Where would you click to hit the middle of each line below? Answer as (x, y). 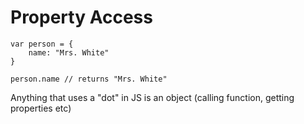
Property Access (81, 17)
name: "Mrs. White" (69, 52)
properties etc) (41, 108)
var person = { (42, 44)
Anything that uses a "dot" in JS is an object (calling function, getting (152, 97)
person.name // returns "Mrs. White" (89, 79)
